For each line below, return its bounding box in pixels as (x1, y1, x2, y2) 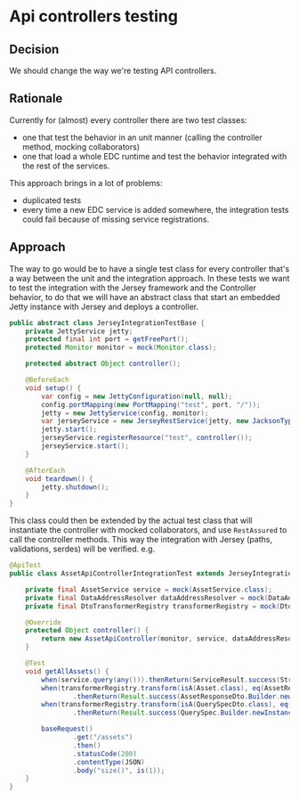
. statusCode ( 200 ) (72, 749, 138, 758)
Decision (9, 42, 60, 57)
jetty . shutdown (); (41, 483, 109, 492)
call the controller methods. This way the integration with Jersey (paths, (9, 534, 273, 545)
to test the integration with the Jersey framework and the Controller (9, 282, 256, 293)
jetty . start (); (41, 425, 98, 434)
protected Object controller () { (25, 626, 149, 635)
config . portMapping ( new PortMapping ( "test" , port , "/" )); (41, 400, 261, 409)
